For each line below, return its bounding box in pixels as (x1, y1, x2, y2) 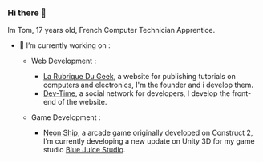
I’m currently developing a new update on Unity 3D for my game (42, 136, 255, 146)
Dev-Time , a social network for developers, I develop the (42, 89, 231, 98)
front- (231, 89, 252, 98)
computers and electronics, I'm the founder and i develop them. (42, 80, 254, 90)
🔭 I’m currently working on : (18, 41, 111, 50)
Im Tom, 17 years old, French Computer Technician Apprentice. (7, 26, 216, 35)
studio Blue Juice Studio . (42, 145, 126, 155)
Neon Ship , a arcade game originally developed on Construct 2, (42, 128, 253, 138)
